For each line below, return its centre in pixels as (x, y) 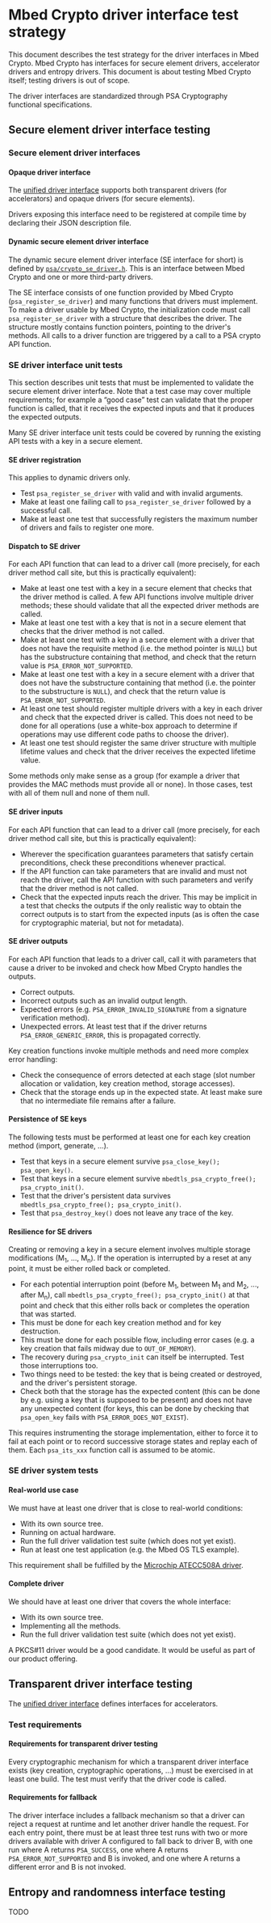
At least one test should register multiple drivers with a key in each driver (141, 708)
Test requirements (45, 1724)
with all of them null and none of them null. (79, 793)
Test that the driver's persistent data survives (95, 1195)
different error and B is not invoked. (67, 1867)
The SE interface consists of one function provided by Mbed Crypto (121, 292)
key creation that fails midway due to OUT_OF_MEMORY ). (108, 1348)
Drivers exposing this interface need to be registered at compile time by (127, 214)
